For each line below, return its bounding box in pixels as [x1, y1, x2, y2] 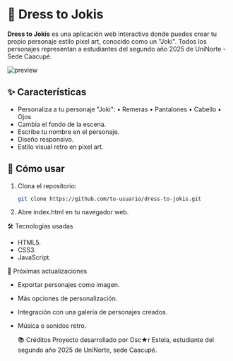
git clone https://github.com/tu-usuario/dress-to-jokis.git [17, 195, 202, 202]
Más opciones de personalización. [17, 294, 118, 302]
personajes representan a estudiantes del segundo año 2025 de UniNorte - [7, 44, 226, 53]
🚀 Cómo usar [7, 163, 65, 175]
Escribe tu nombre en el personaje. [17, 127, 120, 136]
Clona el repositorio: [17, 181, 77, 190]
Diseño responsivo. [17, 135, 74, 143]
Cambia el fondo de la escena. [17, 120, 107, 128]
